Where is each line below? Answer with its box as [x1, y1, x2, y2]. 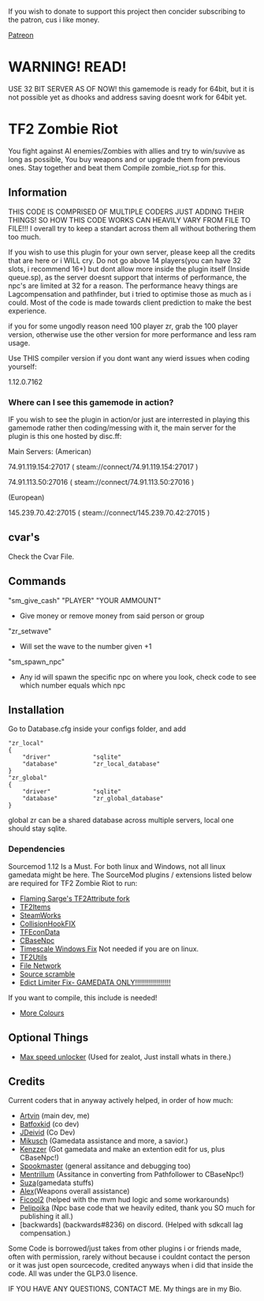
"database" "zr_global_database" [22, 795, 164, 803]
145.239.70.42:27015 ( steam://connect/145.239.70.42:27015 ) [8, 508, 210, 517]
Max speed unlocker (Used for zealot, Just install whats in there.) [19, 1052, 232, 1061]
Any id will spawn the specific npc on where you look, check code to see [19, 672, 257, 681]
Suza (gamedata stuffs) [19, 1178, 95, 1187]
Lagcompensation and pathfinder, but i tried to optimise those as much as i [8, 289, 251, 298]
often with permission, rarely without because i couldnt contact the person [8, 1252, 251, 1262]
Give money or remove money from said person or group [19, 611, 205, 621]
